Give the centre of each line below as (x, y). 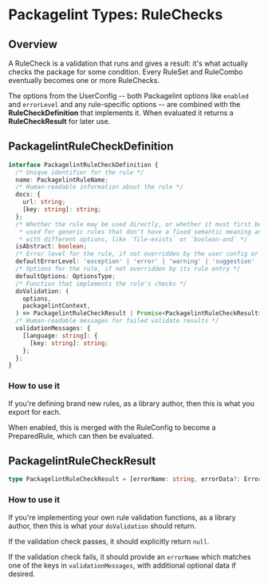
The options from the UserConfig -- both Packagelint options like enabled (128, 96)
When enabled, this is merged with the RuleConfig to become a (112, 427)
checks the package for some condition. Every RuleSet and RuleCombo (126, 72)
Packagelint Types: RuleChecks (116, 15)
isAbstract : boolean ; (51, 247)
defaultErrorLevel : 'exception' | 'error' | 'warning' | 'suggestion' (135, 261)
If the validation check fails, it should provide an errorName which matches (130, 556)
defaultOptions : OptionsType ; (65, 276)
